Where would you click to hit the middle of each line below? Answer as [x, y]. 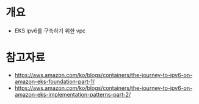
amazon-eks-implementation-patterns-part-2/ [73, 94]
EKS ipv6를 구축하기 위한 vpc [50, 31]
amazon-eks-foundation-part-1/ [55, 81]
